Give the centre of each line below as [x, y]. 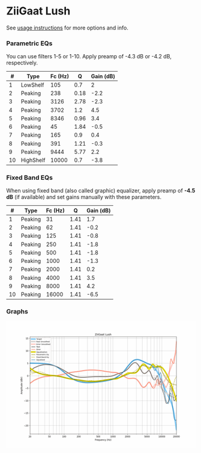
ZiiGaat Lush [38, 11]
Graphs [17, 312]
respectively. [22, 63]
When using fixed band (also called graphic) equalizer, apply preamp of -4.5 [101, 191]
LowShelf [32, 85]
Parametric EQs [29, 43]
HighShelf [33, 160]
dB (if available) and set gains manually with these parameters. [84, 197]
